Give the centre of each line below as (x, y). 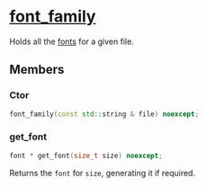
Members (37, 70)
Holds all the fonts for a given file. (72, 41)
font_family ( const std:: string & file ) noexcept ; (104, 114)
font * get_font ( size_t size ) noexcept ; (86, 156)
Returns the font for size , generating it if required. (103, 173)
